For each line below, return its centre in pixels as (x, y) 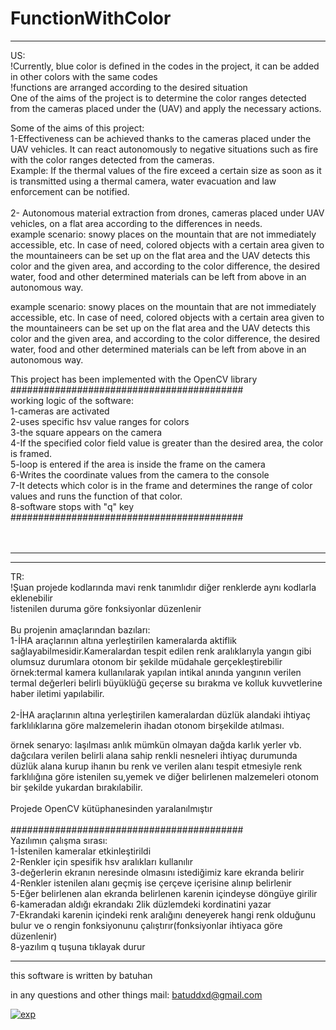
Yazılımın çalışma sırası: (59, 840)
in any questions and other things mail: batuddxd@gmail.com (136, 994)
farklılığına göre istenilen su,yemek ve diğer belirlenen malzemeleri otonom (164, 776)
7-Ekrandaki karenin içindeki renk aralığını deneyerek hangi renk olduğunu (163, 914)
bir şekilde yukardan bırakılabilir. (76, 787)
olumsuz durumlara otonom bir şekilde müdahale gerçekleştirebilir (146, 661)
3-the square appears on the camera (86, 432)
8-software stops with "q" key (72, 506)
